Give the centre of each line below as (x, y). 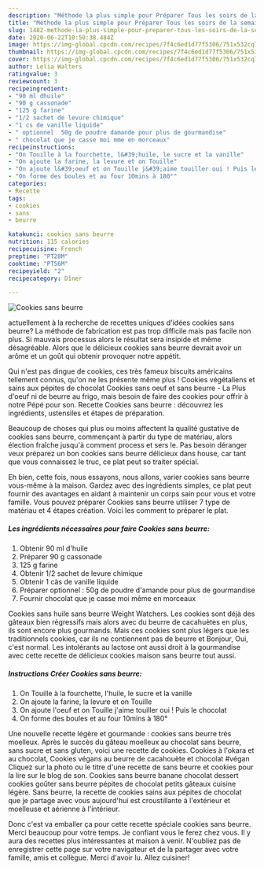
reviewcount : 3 (33, 81)
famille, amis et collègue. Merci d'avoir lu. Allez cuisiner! (99, 857)
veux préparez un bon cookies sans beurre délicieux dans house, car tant (127, 454)
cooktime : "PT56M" (38, 264)
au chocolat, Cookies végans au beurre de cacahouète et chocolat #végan (129, 759)
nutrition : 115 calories (49, 242)
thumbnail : (26, 52)
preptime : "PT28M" (38, 256)
